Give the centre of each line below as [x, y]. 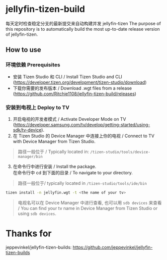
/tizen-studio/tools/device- [120, 152]
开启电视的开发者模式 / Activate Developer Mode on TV [69, 119]
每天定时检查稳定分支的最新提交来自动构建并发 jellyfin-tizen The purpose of [83, 23]
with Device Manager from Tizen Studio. [54, 141]
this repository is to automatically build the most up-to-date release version [83, 29]
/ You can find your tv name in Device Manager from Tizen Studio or [88, 208]
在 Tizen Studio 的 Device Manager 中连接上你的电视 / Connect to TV [83, 136]
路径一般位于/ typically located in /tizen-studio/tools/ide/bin [82, 183]
